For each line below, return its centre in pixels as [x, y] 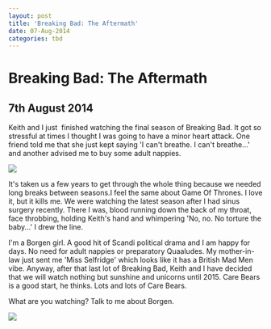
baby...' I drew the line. [46, 227]
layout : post [30, 16]
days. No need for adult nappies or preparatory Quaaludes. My [113, 251]
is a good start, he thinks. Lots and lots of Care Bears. [98, 286]
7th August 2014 [51, 108]
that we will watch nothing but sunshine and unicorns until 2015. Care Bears [134, 277]
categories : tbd [35, 38]
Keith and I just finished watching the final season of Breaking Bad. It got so [135, 128]
